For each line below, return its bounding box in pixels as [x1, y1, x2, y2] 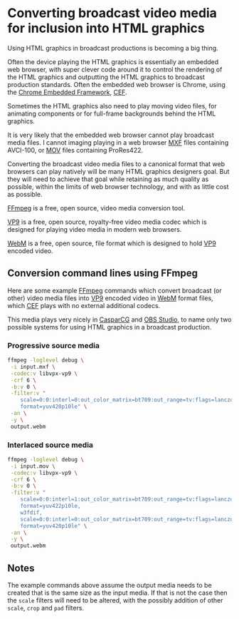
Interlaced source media [7, 440, 94, 450]
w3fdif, [20, 508, 43, 516]
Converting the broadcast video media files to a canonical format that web [7, 159, 225, 168]
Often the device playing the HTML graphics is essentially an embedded [7, 57, 219, 66]
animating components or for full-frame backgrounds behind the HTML [7, 109, 216, 118]
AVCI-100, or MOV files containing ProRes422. [7, 145, 144, 154]
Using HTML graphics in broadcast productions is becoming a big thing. [7, 44, 218, 52]
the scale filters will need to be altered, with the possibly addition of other [7, 596, 223, 605]
